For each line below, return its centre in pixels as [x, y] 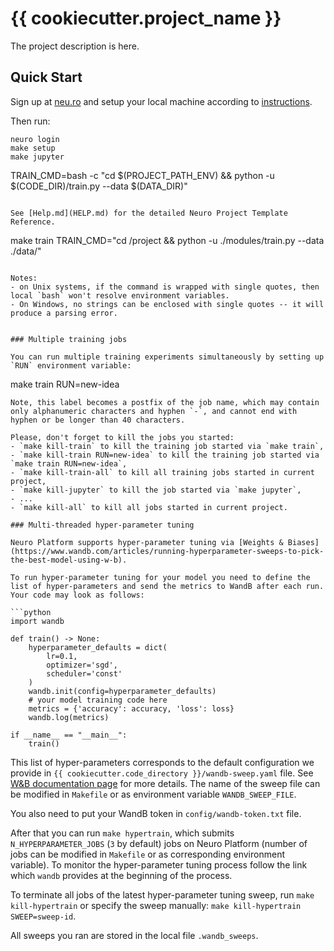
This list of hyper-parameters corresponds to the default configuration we [162, 762]
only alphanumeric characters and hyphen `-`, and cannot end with [154, 411]
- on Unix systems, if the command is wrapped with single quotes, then [165, 287]
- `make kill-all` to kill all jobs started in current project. [149, 507]
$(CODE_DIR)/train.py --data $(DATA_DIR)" [99, 186]
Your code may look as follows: [77, 595]
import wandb [37, 621]
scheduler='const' [84, 673]
